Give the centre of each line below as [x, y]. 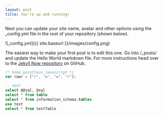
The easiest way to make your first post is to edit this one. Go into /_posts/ [81, 53]
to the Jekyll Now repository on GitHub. [45, 63]
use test [14, 104]
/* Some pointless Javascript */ [40, 72]
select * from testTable [31, 109]
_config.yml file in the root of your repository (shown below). [67, 34]
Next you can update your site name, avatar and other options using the [79, 28]
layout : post [19, 10]
